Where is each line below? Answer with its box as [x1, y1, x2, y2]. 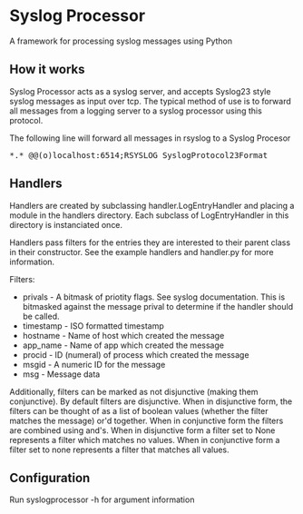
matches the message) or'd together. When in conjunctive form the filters [9, 415, 284, 426]
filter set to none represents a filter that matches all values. [9, 444, 230, 455]
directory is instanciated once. [9, 219, 123, 230]
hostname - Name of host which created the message [22, 330, 225, 341]
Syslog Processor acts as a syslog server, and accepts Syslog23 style [9, 85, 271, 96]
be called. [22, 311, 61, 321]
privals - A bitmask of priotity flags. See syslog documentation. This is [22, 292, 286, 302]
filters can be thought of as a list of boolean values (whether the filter [9, 405, 269, 416]
